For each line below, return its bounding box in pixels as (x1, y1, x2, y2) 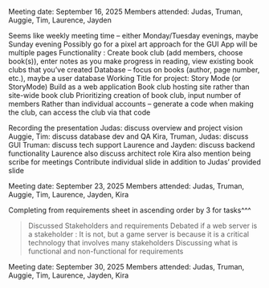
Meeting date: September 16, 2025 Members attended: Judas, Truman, (8, 7, 243, 16)
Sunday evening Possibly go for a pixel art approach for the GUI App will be (8, 39, 259, 49)
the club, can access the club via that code (8, 107, 151, 117)
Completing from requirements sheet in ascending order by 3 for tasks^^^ (8, 205, 251, 215)
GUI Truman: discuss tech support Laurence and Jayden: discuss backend (8, 140, 255, 149)
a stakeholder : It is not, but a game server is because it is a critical (27, 229, 250, 239)
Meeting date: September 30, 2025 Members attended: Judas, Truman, (8, 262, 245, 271)
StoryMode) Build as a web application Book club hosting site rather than (8, 82, 251, 91)
